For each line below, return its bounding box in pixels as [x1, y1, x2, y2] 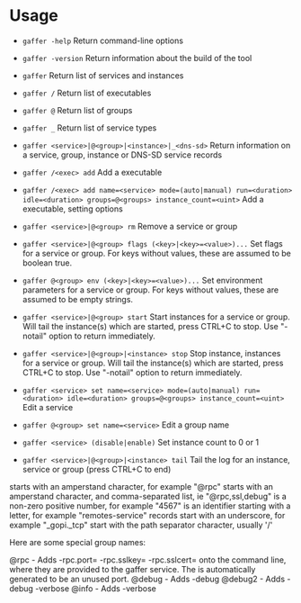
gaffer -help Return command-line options [22, 35, 184, 46]
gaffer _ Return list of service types [22, 122, 157, 133]
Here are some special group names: [9, 536, 146, 547]
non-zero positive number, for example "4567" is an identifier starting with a [9, 500, 291, 511]
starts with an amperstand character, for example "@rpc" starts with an [9, 481, 274, 491]
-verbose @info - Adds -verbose [35, 582, 157, 594]
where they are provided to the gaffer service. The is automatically [9, 563, 256, 574]
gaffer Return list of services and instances [22, 69, 184, 81]
